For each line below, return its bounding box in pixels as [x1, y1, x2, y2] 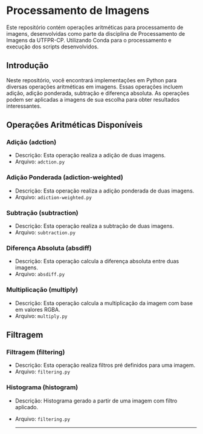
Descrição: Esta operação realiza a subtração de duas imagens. [14, 222, 174, 230]
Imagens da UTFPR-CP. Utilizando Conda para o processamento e [6, 36, 172, 44]
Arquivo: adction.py [14, 158, 65, 165]
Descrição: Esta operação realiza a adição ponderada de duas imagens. [14, 187, 195, 194]
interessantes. [6, 102, 42, 110]
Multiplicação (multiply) [6, 286, 79, 294]
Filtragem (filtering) [6, 347, 65, 356]
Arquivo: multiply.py [14, 312, 68, 320]
